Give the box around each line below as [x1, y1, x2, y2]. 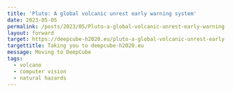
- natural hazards [13, 74, 67, 82]
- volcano [13, 62, 42, 68]
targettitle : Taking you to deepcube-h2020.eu [7, 42, 144, 49]
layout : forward [7, 29, 54, 37]
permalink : [7, 23, 39, 30]
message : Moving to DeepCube [7, 49, 92, 56]
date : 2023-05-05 [7, 17, 58, 24]
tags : [7, 55, 23, 62]
